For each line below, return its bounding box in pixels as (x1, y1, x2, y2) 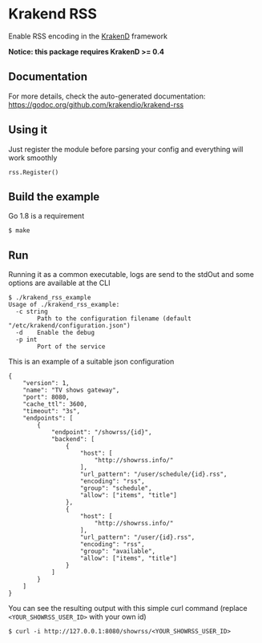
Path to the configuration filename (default (37, 315, 192, 323)
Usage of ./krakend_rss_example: (8, 301, 120, 309)
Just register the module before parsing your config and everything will (8, 144, 244, 154)
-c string (15, 307, 48, 316)
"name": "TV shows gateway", (22, 386, 120, 395)
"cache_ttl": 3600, (22, 400, 88, 408)
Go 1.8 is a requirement (8, 211, 85, 221)
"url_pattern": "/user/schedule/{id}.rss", (79, 470, 228, 479)
